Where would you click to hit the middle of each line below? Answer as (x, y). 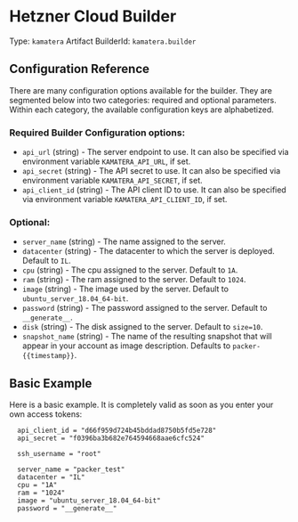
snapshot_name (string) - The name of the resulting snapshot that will (147, 337)
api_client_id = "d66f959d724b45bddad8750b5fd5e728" (117, 431)
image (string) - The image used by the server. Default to (125, 289)
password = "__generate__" (67, 509)
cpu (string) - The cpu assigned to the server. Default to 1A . (130, 270)
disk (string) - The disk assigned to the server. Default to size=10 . (142, 327)
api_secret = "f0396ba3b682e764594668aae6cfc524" (111, 438)
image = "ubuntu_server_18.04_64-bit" (89, 501)
